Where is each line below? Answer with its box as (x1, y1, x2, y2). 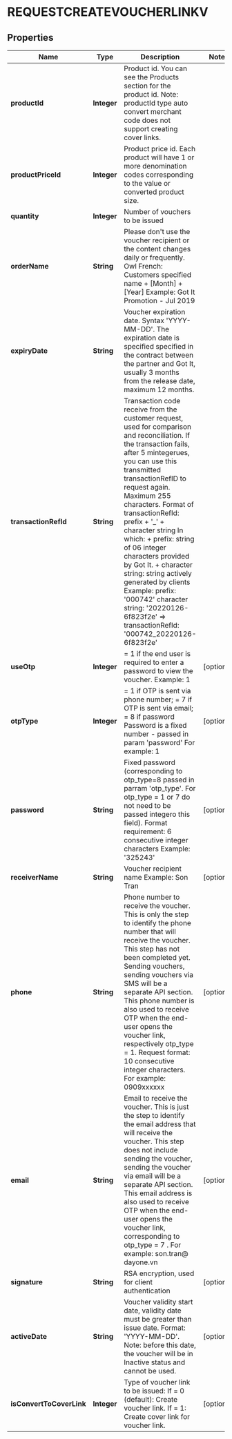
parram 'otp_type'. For (124, 784, 196, 793)
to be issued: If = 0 (124, 1386, 185, 1395)
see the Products (124, 73, 180, 81)
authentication (124, 1286, 171, 1295)
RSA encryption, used (124, 1268, 195, 1278)
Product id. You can (124, 64, 188, 73)
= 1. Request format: (124, 1047, 191, 1057)
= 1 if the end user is (124, 649, 191, 658)
